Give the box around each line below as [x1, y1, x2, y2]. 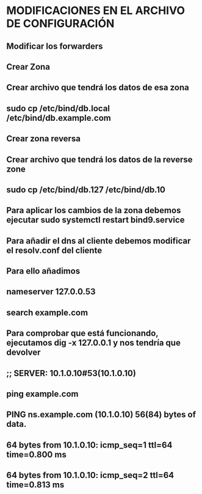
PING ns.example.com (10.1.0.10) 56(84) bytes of [6, 410, 197, 420]
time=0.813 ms [6, 480, 65, 490]
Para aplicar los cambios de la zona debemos [6, 205, 181, 216]
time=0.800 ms [6, 449, 67, 460]
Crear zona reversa [6, 134, 81, 144]
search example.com [6, 307, 88, 318]
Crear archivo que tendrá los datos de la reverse [6, 154, 193, 165]
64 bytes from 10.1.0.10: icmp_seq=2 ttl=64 [6, 470, 175, 481]
